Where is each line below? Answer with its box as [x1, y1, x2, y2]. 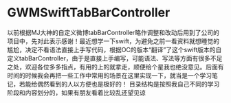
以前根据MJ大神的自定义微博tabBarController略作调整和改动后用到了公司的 [7, 28, 220, 36]
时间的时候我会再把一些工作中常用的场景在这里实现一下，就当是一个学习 [7, 71, 212, 80]
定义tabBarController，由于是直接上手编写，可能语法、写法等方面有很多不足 [7, 54, 223, 62]
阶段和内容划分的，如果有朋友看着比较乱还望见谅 [7, 88, 146, 97]
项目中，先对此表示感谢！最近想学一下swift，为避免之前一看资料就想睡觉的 [7, 36, 220, 45]
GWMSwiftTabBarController [7, 5, 170, 21]
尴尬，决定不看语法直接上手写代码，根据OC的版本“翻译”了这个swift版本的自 [7, 45, 222, 54]
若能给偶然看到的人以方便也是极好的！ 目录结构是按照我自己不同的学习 [19, 80, 220, 88]
